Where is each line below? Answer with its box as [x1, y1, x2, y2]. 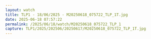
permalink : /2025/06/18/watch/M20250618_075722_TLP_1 [5, 21, 122, 27]
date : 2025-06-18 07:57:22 [5, 17, 62, 22]
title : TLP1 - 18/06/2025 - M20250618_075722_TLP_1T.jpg [5, 12, 128, 17]
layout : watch [5, 7, 35, 13]
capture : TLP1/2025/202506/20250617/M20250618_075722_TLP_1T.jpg [5, 26, 146, 31]
